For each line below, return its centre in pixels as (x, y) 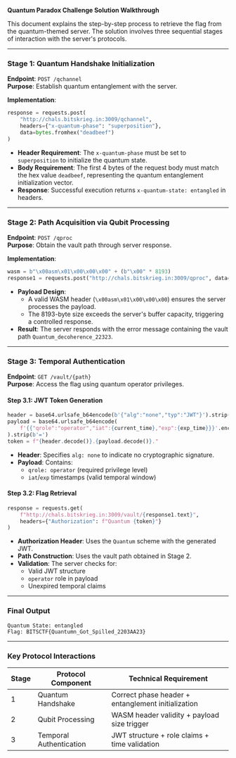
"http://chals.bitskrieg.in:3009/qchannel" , (86, 120)
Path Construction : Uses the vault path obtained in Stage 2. (104, 556)
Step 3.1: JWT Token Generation (55, 400)
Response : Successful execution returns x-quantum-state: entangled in (122, 190)
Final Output (29, 611)
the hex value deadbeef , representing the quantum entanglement (110, 175)
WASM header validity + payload (165, 715)
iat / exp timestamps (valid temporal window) (92, 477)
